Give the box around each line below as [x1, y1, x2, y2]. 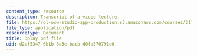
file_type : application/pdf [6, 24, 75, 31]
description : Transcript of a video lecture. [6, 14, 120, 20]
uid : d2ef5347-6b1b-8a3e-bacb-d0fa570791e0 [6, 41, 115, 47]
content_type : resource [6, 8, 65, 15]
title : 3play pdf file [6, 36, 62, 41]
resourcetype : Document [6, 30, 65, 36]
